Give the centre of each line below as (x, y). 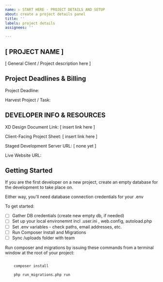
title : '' (15, 19)
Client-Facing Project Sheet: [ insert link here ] (51, 136)
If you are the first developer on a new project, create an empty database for (81, 182)
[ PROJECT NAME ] (34, 52)
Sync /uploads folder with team (43, 238)
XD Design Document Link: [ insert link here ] (50, 127)
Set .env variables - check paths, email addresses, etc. (67, 226)
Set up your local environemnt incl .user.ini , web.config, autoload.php (82, 221)
